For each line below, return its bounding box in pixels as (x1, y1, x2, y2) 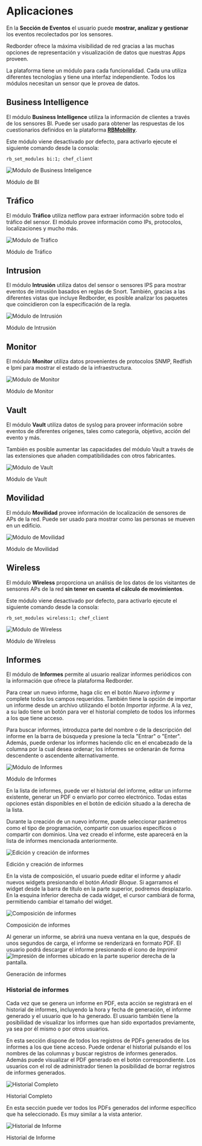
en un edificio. (6, 521, 42, 529)
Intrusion (6, 265, 41, 275)
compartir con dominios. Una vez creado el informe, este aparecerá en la (6, 831, 188, 838)
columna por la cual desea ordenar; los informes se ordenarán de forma (6, 745, 185, 753)
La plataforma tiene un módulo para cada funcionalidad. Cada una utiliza (6, 66, 187, 74)
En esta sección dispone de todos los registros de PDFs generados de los (6, 1037, 190, 1044)
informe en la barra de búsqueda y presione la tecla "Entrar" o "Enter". (6, 733, 181, 740)
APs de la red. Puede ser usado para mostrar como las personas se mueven (6, 515, 195, 523)
